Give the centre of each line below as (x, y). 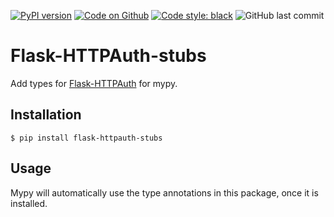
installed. (29, 203)
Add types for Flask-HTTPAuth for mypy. (94, 83)
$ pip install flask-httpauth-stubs (86, 138)
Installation (46, 115)
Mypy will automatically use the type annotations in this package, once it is (164, 192)
